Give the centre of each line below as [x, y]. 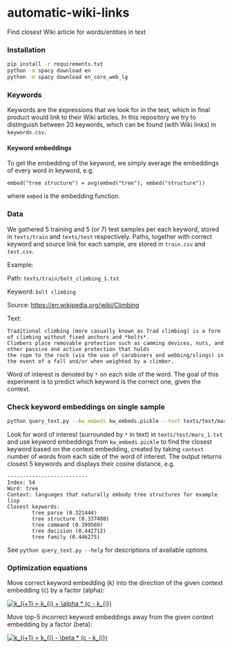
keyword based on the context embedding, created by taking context [106, 449]
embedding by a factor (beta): [50, 624]
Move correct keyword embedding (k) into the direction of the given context [115, 583]
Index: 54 [21, 483]
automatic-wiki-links [68, 13]
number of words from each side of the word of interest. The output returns [115, 456]
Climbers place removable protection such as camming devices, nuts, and [116, 343]
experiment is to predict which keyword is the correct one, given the [104, 381]
